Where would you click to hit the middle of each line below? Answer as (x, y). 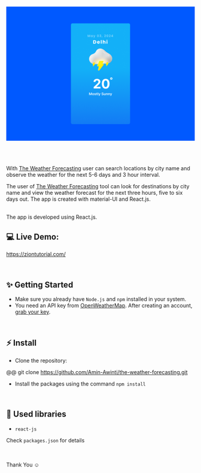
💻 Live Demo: (33, 236)
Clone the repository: (41, 360)
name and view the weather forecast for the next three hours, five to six (95, 193)
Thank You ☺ (23, 465)
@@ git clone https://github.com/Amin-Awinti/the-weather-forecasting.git (97, 372)
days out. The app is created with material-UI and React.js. (79, 199)
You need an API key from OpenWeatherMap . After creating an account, (103, 305)
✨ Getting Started (40, 284)
